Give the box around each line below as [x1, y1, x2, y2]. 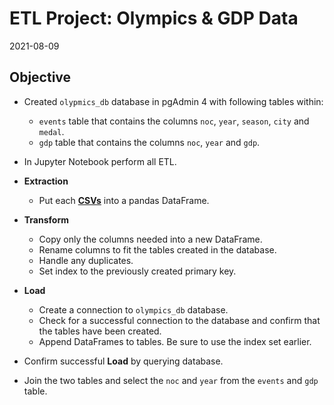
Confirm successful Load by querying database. [23, 355, 224, 367]
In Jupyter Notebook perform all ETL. [23, 155, 177, 167]
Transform [23, 213, 69, 226]
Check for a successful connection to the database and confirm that [38, 314, 321, 326]
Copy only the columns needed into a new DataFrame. [38, 233, 263, 245]
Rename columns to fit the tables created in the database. [38, 243, 277, 256]
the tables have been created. [38, 325, 162, 337]
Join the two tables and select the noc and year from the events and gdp [23, 374, 319, 386]
